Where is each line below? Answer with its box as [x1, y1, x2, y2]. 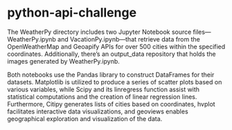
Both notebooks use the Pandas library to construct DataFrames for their [7, 71, 215, 79]
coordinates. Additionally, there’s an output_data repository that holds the [7, 50, 216, 58]
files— [193, 28, 211, 36]
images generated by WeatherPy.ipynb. [7, 57, 120, 65]
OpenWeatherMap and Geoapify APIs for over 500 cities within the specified [7, 42, 226, 50]
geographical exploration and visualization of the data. [7, 114, 163, 122]
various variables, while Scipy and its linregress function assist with [7, 85, 199, 93]
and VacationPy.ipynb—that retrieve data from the [57, 35, 201, 43]
